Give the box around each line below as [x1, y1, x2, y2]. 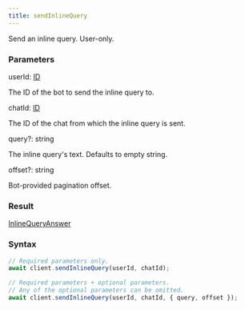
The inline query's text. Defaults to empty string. [8, 149, 168, 159]
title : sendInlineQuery [8, 11, 88, 20]
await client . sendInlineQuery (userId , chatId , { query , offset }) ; [8, 294, 239, 302]
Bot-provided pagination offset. [8, 180, 112, 190]
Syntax [8, 239, 37, 250]
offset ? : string [8, 165, 54, 175]
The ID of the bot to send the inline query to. [8, 87, 155, 97]
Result [8, 200, 34, 211]
